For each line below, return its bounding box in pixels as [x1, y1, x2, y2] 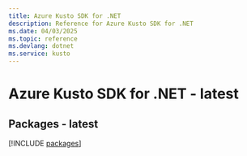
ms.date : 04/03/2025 [8, 27, 79, 35]
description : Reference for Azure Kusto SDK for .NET [8, 19, 194, 28]
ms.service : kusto [8, 50, 70, 58]
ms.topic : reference [8, 34, 79, 43]
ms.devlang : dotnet [8, 42, 75, 50]
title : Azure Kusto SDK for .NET [8, 11, 121, 20]
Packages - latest [8, 117, 99, 131]
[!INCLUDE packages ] [8, 139, 82, 148]
